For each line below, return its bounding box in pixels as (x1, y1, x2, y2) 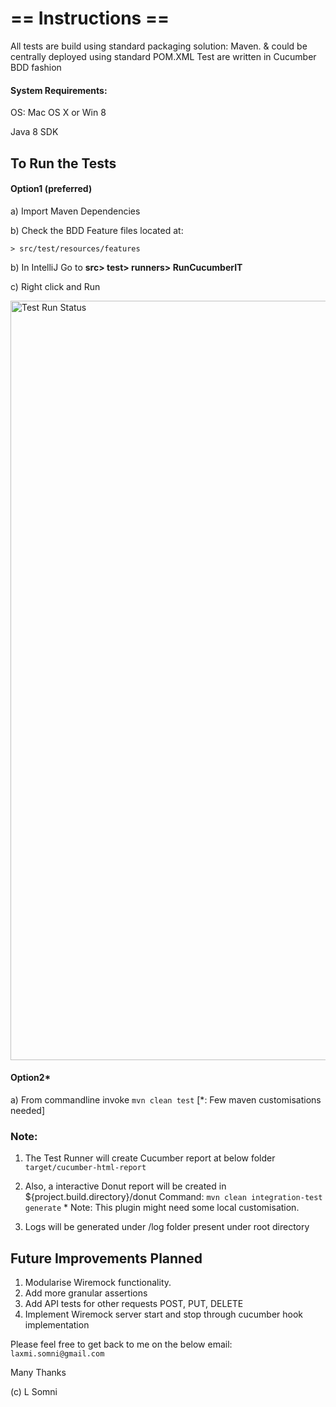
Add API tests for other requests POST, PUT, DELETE (24, 1298, 244, 1310)
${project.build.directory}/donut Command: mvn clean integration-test (24, 1191, 323, 1203)
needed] (10, 1104, 46, 1116)
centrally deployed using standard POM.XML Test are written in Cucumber (10, 50, 317, 62)
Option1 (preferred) (10, 183, 93, 195)
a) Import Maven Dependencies (10, 205, 141, 217)
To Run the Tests (10, 155, 117, 172)
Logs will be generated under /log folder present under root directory (24, 1221, 310, 1233)
